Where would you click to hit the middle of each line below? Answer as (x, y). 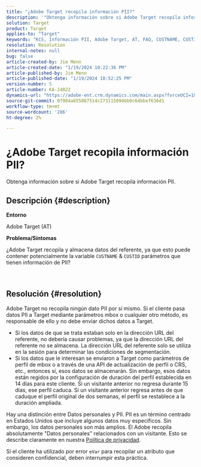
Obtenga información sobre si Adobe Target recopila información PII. (91, 182)
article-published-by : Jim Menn (46, 73)
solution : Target (28, 23)
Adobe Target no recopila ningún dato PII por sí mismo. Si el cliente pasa (96, 308)
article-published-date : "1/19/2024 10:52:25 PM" (69, 78)
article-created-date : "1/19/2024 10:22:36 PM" (67, 67)
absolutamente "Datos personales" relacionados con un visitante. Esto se (97, 433)
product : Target (26, 28)
